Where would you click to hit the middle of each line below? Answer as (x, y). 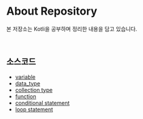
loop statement (34, 109)
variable (25, 77)
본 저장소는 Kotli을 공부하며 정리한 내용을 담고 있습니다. (72, 29)
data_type (28, 83)
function (26, 96)
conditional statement (42, 103)
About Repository (52, 11)
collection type (34, 90)
